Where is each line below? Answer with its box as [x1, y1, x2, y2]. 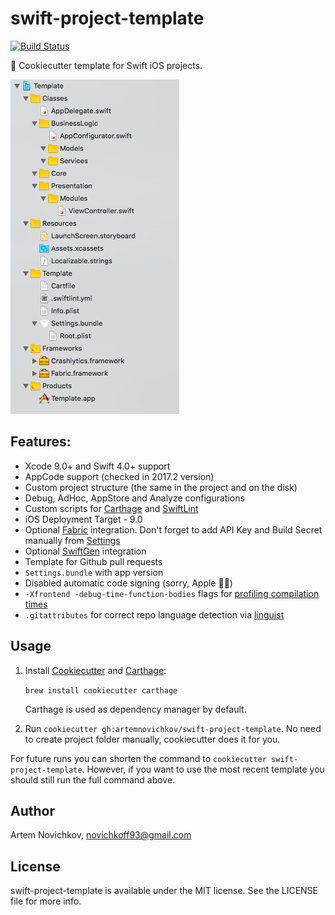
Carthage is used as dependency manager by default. [24, 703, 247, 715]
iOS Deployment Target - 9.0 [24, 513, 143, 525]
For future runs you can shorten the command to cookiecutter [10, 752, 267, 764]
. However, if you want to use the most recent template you [81, 763, 325, 775]
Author [10, 802, 55, 819]
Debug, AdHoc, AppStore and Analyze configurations [24, 492, 245, 504]
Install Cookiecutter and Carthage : [24, 664, 167, 676]
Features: [10, 433, 72, 451]
